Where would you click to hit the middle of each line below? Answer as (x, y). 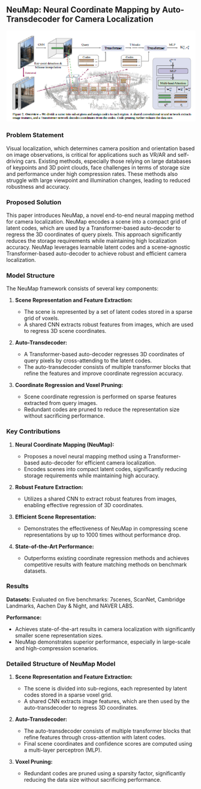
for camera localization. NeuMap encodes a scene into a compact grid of (97, 221)
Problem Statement (35, 135)
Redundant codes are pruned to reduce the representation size (102, 410)
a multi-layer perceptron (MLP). (63, 750)
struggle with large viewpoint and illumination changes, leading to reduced (98, 180)
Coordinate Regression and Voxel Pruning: (69, 385)
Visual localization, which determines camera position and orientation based (100, 148)
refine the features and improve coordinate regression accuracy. (103, 373)
